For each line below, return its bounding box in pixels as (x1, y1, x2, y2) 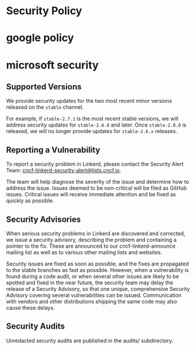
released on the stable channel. (6, 103, 84, 111)
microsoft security (6, 58, 99, 72)
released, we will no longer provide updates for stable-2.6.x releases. (6, 128, 178, 135)
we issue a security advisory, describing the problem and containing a (6, 236, 177, 243)
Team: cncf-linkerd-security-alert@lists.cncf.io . (6, 167, 122, 174)
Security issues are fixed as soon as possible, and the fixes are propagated (6, 260, 189, 267)
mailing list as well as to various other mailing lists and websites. (6, 249, 162, 255)
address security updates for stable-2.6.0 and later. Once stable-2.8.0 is (6, 121, 187, 128)
